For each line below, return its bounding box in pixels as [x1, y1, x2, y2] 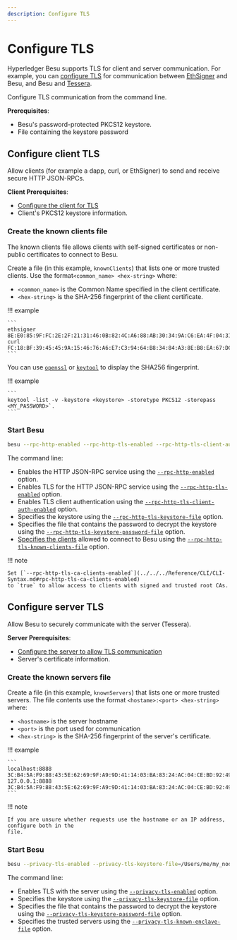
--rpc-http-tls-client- [145, 499, 215, 506]
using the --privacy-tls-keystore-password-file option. [17, 910, 182, 918]
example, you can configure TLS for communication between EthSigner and [7, 71, 228, 80]
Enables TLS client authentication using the [17, 497, 144, 506]
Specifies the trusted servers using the [17, 917, 130, 926]
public [7, 250, 26, 258]
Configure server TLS [7, 601, 104, 614]
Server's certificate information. [17, 654, 111, 663]
